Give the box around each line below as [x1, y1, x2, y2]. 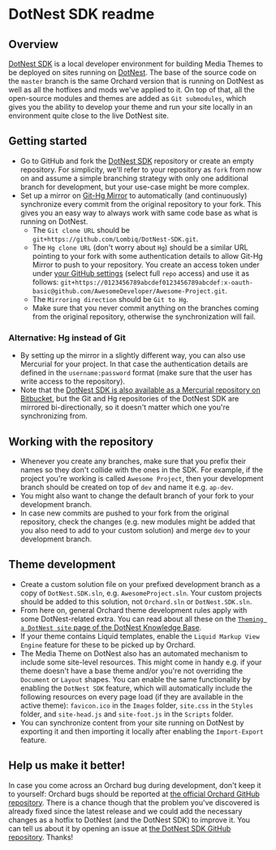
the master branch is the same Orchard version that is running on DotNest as [8, 77, 264, 85]
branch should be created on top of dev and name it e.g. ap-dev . [19, 482, 234, 492]
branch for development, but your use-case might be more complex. [19, 182, 250, 191]
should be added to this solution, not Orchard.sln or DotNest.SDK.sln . [19, 596, 252, 607]
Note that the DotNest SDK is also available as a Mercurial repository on [19, 385, 261, 395]
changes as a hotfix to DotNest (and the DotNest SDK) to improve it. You [8, 815, 250, 825]
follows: [32, 277, 59, 287]
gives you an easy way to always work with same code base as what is [19, 208, 258, 217]
